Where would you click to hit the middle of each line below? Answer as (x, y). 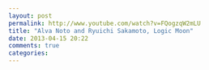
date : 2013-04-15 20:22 (49, 38)
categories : (28, 53)
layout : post (30, 16)
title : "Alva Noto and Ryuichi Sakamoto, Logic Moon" (101, 31)
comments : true (34, 46)
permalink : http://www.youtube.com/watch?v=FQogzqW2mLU (104, 23)
